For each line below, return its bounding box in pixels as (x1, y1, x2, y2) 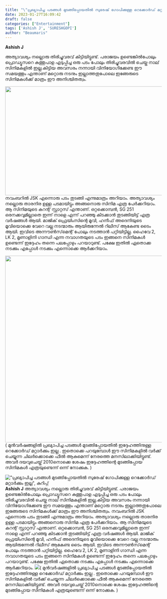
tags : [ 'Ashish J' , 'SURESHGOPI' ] (5, 26, 77, 31)
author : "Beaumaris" (5, 30, 48, 35)
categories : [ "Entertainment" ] (5, 21, 70, 26)
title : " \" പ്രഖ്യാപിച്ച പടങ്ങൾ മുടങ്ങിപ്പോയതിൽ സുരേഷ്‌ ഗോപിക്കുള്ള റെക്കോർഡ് (5, 7, 156, 12)
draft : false (5, 16, 32, 21)
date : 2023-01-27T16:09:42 (5, 12, 61, 17)
